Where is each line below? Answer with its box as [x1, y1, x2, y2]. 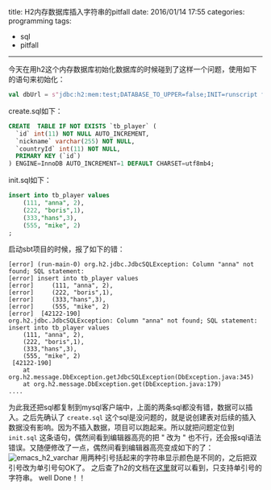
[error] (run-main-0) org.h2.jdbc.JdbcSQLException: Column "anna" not [8, 260, 254, 268]
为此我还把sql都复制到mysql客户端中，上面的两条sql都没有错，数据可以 [8, 402, 246, 413]
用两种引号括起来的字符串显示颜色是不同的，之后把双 [80, 453, 257, 463]
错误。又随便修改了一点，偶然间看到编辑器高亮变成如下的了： [8, 442, 214, 453]
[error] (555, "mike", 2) [8, 303, 110, 311]
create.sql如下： [8, 106, 63, 115]
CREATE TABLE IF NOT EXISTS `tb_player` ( [8, 122, 157, 131]
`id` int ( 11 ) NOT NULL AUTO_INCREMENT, [15, 130, 150, 138]
